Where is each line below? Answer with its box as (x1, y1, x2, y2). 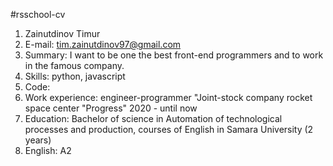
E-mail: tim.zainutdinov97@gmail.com (24, 39, 182, 50)
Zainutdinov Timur (24, 28, 101, 39)
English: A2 (24, 145, 72, 156)
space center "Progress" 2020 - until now (24, 102, 198, 114)
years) (24, 134, 52, 146)
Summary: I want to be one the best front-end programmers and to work (24, 49, 324, 61)
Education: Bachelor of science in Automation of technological (24, 113, 283, 124)
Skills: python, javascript (24, 70, 126, 82)
